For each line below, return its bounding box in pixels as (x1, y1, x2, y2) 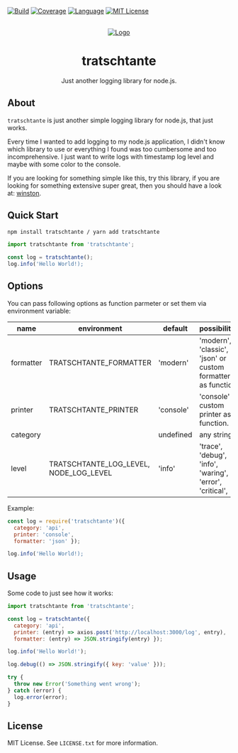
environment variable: (7, 306, 71, 315)
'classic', (199, 344, 229, 354)
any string (199, 429, 232, 439)
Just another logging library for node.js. (61, 76, 177, 85)
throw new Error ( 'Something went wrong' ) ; (13, 680, 141, 688)
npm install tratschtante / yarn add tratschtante (7, 228, 160, 235)
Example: (7, 503, 35, 512)
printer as (199, 409, 232, 419)
